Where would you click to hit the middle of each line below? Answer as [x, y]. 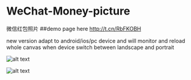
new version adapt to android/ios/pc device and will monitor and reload [96, 41]
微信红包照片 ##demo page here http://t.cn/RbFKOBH [74, 28]
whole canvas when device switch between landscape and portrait [90, 47]
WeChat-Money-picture [68, 11]
